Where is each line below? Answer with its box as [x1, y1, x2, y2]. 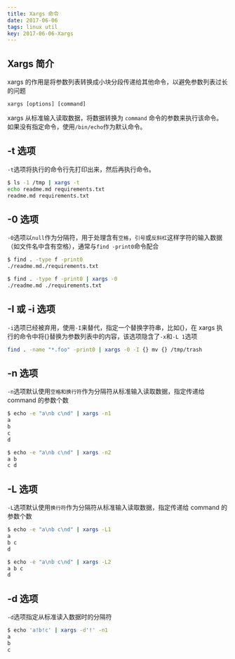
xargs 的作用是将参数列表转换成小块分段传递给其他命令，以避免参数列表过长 [7, 78, 228, 87]
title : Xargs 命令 [7, 10, 59, 18]
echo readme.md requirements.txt [7, 186, 105, 193]
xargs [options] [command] [7, 101, 86, 108]
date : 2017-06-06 [7, 17, 58, 24]
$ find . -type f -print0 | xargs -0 [7, 276, 118, 283]
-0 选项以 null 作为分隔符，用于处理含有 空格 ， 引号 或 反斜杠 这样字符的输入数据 [7, 233, 223, 242]
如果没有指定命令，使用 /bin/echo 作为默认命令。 [7, 122, 147, 131]
